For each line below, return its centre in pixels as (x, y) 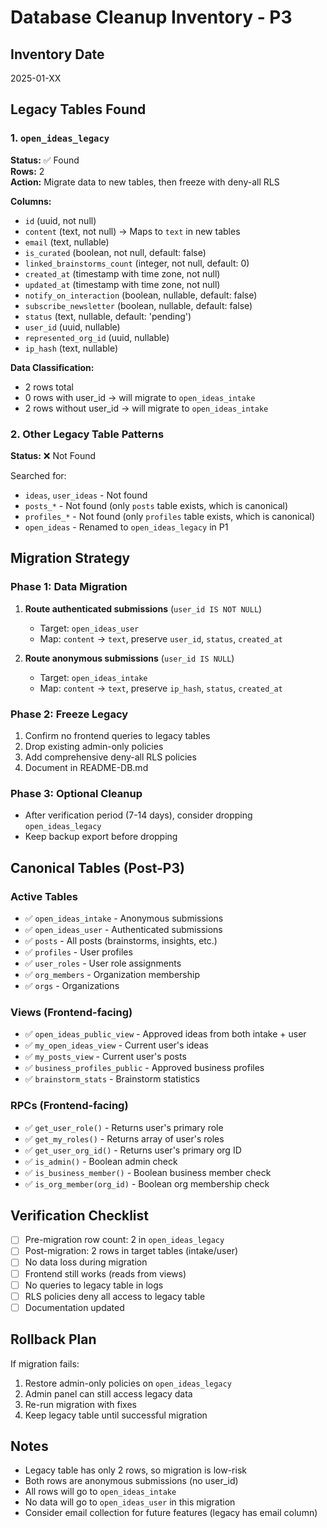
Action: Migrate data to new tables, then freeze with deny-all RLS (145, 182)
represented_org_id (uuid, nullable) (97, 337)
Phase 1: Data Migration (69, 587)
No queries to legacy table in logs (94, 1285)
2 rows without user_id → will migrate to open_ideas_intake (146, 408)
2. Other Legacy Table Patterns (87, 434)
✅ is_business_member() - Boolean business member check (148, 1172)
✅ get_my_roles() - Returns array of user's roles (124, 1138)
